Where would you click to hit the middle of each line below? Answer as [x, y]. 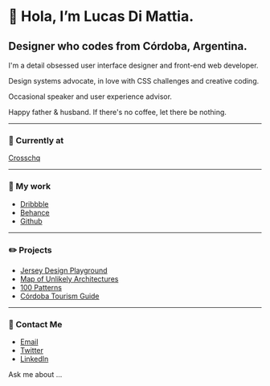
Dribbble [34, 203]
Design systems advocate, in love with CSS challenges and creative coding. [134, 81]
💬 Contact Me [35, 324]
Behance [35, 212]
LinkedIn [34, 359]
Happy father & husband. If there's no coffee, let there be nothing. [118, 112]
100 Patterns [41, 287]
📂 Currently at [36, 140]
